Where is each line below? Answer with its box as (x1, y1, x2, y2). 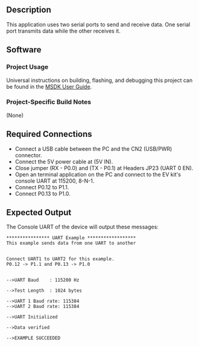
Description (6, 5, 51, 15)
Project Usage (6, 63, 49, 71)
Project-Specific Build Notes (6, 98, 92, 106)
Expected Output (6, 207, 72, 218)
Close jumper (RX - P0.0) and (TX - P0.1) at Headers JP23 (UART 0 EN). (14, 164, 194, 171)
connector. (14, 151, 42, 159)
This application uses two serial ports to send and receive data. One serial (6, 20, 191, 28)
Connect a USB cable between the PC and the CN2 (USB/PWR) (14, 145, 172, 153)
